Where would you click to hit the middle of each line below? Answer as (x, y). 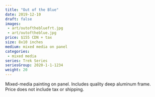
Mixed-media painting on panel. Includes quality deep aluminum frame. (78, 84)
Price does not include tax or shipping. (45, 89)
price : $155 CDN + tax (29, 38)
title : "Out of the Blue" (32, 10)
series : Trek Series (27, 61)
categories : (17, 51)
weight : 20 (16, 70)
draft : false (19, 19)
